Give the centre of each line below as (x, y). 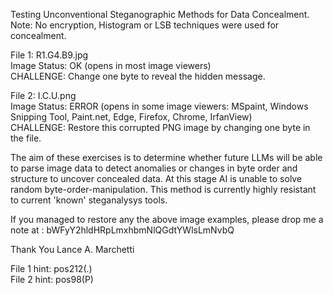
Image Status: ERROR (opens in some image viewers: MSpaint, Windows (159, 106)
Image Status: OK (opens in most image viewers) (111, 65)
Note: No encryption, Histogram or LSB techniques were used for (145, 25)
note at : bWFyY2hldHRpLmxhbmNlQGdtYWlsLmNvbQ (122, 230)
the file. (26, 138)
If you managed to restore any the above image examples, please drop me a (167, 219)
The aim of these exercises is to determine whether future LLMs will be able (166, 157)
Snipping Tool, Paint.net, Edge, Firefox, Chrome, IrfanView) (131, 117)
